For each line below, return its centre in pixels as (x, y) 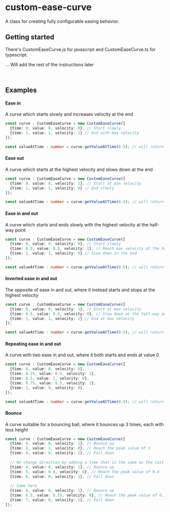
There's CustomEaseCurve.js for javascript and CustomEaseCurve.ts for (80, 49)
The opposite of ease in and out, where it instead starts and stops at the (80, 290)
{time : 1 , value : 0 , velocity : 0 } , (47, 388)
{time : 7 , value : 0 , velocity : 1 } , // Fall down (62, 500)
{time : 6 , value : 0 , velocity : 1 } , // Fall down (62, 477)
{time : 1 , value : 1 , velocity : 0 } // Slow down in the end (73, 253)
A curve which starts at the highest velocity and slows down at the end (79, 169)
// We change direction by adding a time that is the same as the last (87, 462)
